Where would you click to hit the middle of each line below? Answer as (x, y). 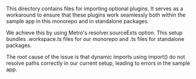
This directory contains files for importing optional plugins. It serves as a (95, 9)
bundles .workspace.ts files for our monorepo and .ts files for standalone (95, 39)
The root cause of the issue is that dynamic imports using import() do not (96, 57)
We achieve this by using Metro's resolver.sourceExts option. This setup (94, 33)
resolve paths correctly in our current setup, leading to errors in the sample (98, 63)
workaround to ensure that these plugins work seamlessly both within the (96, 15)
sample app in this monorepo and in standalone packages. (78, 21)
